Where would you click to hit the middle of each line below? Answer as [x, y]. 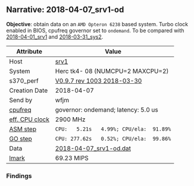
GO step [21, 138]
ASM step [23, 129]
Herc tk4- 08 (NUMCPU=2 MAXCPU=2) [112, 71]
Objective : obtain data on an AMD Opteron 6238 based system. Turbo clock [97, 24]
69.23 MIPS [72, 158]
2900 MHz [70, 119]
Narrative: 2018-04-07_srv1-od [65, 10]
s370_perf [24, 81]
